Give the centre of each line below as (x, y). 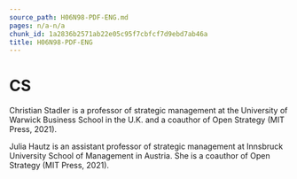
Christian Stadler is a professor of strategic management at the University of (148, 111)
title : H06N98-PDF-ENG (51, 42)
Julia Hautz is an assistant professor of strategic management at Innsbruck (146, 146)
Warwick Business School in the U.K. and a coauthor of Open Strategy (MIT (147, 120)
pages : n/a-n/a (37, 26)
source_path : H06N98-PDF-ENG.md (69, 17)
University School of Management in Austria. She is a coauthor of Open (140, 156)
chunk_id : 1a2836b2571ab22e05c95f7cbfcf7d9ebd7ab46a (109, 34)
